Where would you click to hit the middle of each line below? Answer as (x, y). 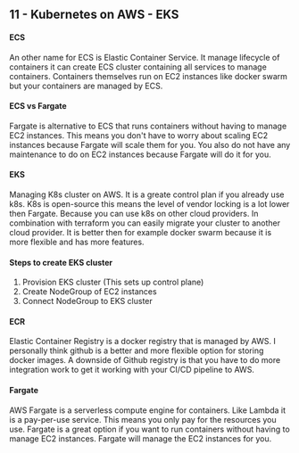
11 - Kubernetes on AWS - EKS (94, 15)
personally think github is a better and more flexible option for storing (137, 350)
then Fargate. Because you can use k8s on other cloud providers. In (134, 214)
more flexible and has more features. (77, 242)
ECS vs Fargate (38, 106)
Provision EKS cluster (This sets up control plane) (113, 282)
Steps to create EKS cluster (61, 262)
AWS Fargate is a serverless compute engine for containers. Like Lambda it (148, 410)
